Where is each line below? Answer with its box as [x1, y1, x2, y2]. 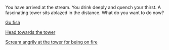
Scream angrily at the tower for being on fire [5, 39, 98, 45]
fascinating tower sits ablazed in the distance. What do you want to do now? [5, 10, 164, 16]
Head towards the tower [5, 29, 56, 35]
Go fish [5, 20, 21, 25]
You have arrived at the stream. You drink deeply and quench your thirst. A [5, 5, 161, 10]
